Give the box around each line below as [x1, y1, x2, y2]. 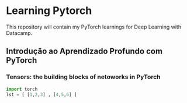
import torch [6, 86, 38, 92]
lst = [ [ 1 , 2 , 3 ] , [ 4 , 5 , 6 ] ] [6, 91, 77, 97]
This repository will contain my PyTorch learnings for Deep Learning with [6, 23, 182, 30]
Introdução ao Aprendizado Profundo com [6, 47, 162, 56]
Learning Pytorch [6, 4, 92, 17]
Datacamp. [6, 29, 33, 36]
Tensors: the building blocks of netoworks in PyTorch [6, 73, 161, 81]
